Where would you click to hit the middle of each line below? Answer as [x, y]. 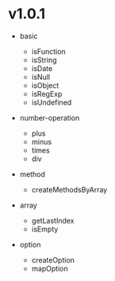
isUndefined [52, 102]
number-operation [50, 117]
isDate [42, 68]
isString [44, 60]
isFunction [48, 51]
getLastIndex [53, 220]
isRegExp [47, 93]
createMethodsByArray [69, 189]
